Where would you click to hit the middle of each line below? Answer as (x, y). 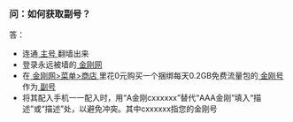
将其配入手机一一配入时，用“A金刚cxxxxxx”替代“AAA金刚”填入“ (138, 98)
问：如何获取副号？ (50, 13)
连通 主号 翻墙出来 (55, 54)
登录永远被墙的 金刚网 (62, 65)
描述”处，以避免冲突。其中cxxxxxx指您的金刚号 (131, 109)
